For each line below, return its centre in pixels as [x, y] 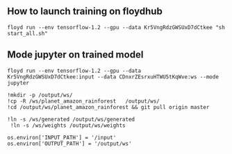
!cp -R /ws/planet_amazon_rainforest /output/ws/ [83, 101]
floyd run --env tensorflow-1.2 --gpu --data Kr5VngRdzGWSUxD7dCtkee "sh [116, 27]
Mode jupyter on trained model [75, 55]
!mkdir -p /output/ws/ [40, 95]
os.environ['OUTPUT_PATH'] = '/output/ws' [69, 144]
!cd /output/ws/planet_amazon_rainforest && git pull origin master [108, 107]
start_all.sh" [28, 33]
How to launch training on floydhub [85, 11]
